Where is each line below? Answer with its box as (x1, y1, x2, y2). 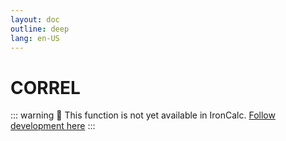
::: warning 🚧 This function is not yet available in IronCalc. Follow (10, 109, 276, 121)
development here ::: (10, 120, 96, 132)
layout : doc (10, 14, 60, 25)
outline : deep (10, 24, 70, 34)
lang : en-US (10, 33, 60, 43)
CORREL (10, 76, 81, 99)
